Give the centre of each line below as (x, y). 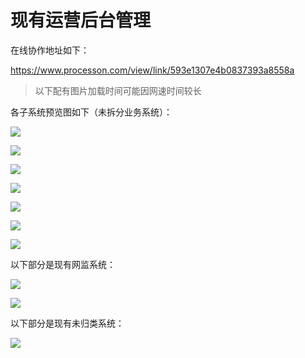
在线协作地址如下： (50, 50)
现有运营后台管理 (81, 20)
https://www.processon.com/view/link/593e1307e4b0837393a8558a (152, 70)
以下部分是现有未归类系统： (67, 323)
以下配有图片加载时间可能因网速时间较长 (118, 90)
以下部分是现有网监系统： (63, 264)
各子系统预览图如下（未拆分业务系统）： (91, 112)
